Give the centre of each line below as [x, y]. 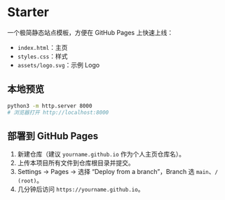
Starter [28, 12]
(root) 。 [30, 180]
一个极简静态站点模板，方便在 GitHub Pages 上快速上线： [90, 32]
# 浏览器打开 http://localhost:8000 [58, 112]
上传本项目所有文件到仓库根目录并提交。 [76, 163]
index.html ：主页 [42, 47]
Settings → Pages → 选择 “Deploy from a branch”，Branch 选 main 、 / [118, 172]
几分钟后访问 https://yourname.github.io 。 [81, 189]
